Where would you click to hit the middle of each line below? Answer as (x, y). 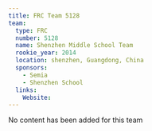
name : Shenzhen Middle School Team (74, 46)
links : (26, 90)
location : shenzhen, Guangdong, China (80, 61)
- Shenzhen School (53, 82)
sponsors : (31, 68)
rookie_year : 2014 (46, 53)
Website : (37, 97)
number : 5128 (37, 38)
